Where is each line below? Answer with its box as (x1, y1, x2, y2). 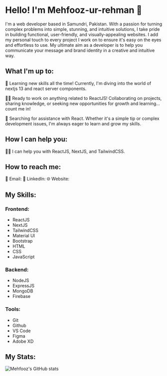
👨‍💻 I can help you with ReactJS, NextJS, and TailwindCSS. (5, 148, 125, 154)
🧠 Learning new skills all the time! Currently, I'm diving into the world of (5, 80, 152, 86)
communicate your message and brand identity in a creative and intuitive (5, 47, 155, 53)
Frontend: (5, 205, 30, 212)
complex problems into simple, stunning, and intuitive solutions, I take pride (5, 26, 160, 32)
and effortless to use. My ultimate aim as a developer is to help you (5, 42, 143, 48)
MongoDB (12, 288, 33, 294)
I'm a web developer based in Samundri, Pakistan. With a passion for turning (5, 21, 163, 27)
